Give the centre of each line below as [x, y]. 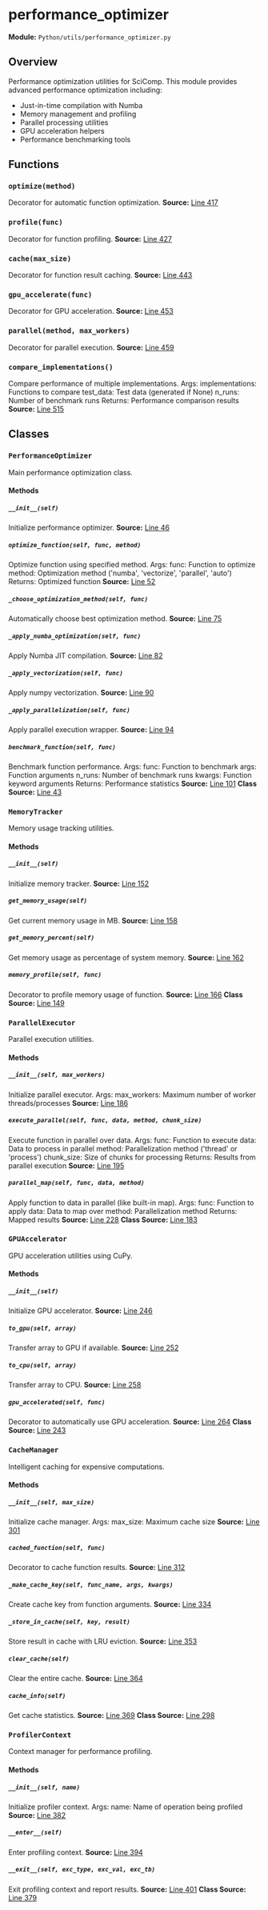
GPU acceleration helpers [62, 130]
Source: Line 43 [35, 792]
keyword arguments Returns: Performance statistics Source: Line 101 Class [133, 783]
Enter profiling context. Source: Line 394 [76, 1852]
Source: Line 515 [36, 409]
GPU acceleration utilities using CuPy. [71, 1255]
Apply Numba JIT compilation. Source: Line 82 [86, 656]
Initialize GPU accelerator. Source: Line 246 [81, 1311]
